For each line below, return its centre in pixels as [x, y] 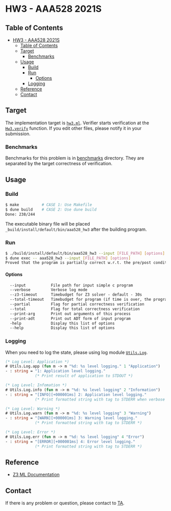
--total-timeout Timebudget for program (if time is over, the [81, 300]
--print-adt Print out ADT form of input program [70, 318]
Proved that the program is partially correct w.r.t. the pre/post [78, 263]
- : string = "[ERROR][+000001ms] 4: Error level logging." [70, 441]
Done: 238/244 [20, 214]
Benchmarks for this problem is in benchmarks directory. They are [75, 158]
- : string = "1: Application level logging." [55, 371]
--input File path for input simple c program [72, 285]
